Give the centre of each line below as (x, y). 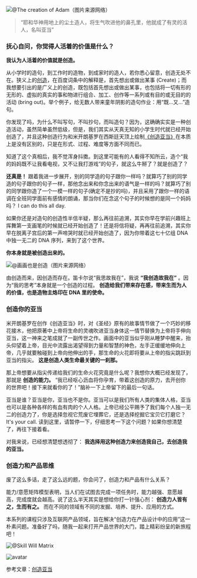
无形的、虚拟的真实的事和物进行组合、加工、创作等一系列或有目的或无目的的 (98, 95)
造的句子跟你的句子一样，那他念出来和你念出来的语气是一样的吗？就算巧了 (96, 184)
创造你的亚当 (24, 309)
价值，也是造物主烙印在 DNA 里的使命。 (59, 293)
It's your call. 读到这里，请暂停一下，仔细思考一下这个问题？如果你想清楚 (94, 422)
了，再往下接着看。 (29, 429)
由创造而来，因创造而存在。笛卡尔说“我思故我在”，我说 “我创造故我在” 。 (95, 278)
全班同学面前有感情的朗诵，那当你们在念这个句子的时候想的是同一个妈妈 (103, 198)
